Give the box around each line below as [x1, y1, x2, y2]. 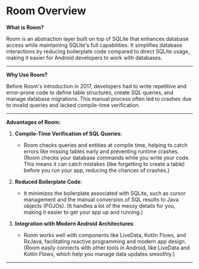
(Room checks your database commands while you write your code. [23, 154, 190, 161]
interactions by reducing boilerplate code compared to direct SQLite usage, [6, 47, 190, 55]
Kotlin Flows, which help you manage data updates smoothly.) [23, 250, 175, 257]
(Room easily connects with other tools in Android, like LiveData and [23, 244, 190, 251]
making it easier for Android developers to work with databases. [6, 54, 163, 61]
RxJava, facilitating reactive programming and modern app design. [23, 238, 187, 245]
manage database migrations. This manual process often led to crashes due [6, 95, 192, 102]
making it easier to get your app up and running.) [23, 209, 143, 216]
